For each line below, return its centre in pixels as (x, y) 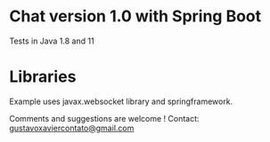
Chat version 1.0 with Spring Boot (135, 16)
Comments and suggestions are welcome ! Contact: (104, 118)
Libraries (43, 77)
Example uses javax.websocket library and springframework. (121, 101)
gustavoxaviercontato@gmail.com (72, 128)
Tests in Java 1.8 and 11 (52, 41)
